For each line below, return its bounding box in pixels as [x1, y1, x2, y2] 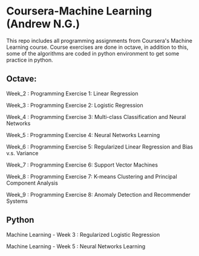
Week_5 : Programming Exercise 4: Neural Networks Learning [6, 131, 160, 138]
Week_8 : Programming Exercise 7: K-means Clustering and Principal [6, 173, 177, 180]
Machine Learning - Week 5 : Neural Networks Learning [6, 243, 146, 250]
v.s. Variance [6, 149, 39, 156]
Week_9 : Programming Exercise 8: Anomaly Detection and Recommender [6, 191, 191, 198]
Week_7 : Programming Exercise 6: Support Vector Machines [6, 161, 158, 168]
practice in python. [6, 56, 53, 63]
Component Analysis [6, 179, 59, 187]
